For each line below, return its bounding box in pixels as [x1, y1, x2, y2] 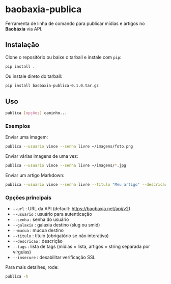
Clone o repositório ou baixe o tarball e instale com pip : [5, 54, 122, 60]
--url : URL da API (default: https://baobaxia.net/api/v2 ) [12, 206, 131, 212]
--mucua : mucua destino [12, 228, 64, 234]
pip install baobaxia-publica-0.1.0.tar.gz [5, 83, 99, 88]
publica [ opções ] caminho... [5, 110, 67, 116]
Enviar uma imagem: [5, 134, 48, 140]
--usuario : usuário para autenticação [12, 211, 93, 217]
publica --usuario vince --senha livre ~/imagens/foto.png [5, 144, 133, 149]
